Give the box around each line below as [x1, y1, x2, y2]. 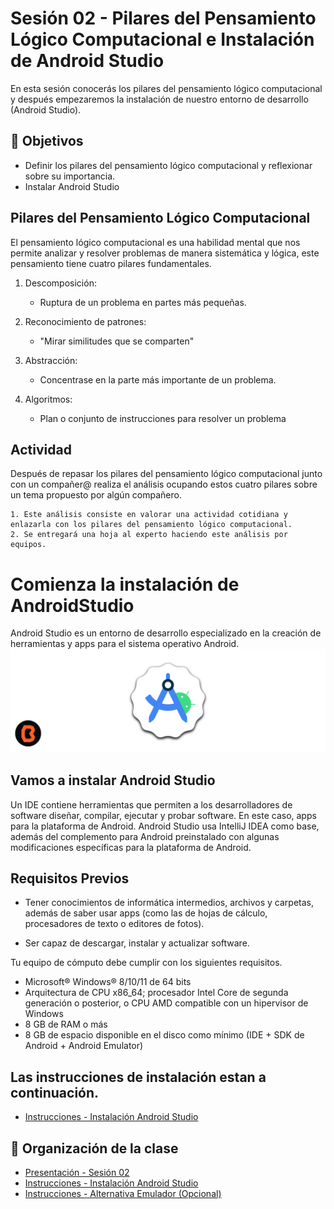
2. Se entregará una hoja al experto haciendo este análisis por [10, 530, 288, 540]
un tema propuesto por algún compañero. [10, 489, 182, 501]
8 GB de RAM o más [24, 1018, 108, 1031]
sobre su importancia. [24, 170, 116, 182]
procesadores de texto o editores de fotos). [24, 918, 205, 930]
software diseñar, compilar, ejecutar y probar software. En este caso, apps [10, 809, 317, 821]
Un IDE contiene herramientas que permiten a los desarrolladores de [10, 798, 293, 811]
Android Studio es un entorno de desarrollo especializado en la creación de [10, 627, 322, 639]
